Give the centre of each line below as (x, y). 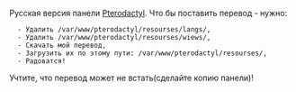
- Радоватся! (42, 61)
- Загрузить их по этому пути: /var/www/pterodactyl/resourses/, (143, 53)
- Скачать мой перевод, (62, 45)
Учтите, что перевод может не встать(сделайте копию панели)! (131, 78)
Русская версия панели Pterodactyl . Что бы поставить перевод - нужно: (148, 13)
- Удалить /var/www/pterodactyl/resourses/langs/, (114, 30)
